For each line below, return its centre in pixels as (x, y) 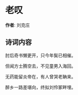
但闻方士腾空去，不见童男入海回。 (41, 66)
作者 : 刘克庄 (18, 25)
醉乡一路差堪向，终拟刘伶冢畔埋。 (41, 87)
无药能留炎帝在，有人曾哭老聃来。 (41, 76)
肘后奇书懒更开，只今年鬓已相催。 (41, 55)
